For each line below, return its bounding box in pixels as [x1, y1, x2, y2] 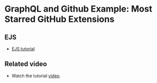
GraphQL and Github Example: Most [4, 3, 153, 15]
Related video [4, 60, 47, 68]
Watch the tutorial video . [11, 73, 61, 79]
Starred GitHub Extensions [4, 14, 115, 25]
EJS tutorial [11, 46, 35, 51]
